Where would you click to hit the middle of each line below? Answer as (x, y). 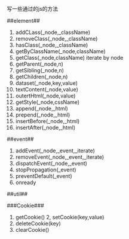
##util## (17, 194)
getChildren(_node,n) (42, 77)
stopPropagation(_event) (46, 170)
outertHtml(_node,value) (45, 96)
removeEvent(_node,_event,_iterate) (60, 157)
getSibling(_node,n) (40, 70)
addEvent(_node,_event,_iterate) (55, 151)
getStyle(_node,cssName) (47, 102)
